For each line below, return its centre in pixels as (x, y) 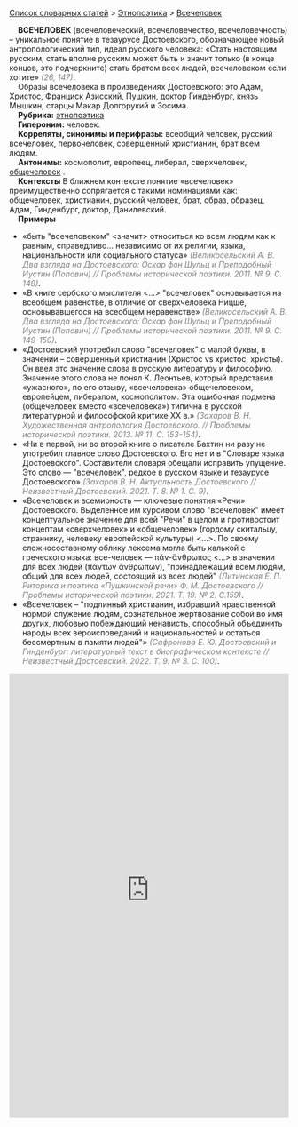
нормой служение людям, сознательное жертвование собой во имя (152, 614)
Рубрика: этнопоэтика (61, 115)
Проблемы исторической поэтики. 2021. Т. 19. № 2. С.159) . (133, 595)
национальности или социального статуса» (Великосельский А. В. (148, 255)
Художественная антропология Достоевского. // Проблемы (136, 425)
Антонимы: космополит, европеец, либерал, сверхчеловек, (132, 162)
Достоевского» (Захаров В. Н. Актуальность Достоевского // (139, 482)
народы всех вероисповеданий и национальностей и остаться (141, 633)
